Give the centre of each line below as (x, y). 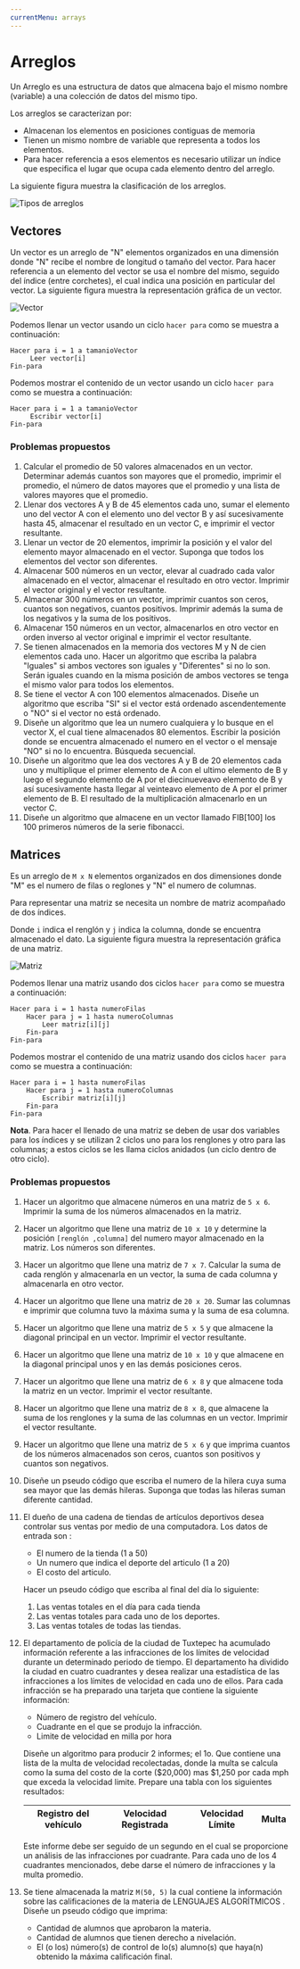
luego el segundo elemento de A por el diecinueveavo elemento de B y (153, 779)
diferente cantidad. (57, 1500)
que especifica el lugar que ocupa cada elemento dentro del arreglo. (149, 168)
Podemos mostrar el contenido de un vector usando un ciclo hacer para (142, 383)
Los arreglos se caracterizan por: (71, 113)
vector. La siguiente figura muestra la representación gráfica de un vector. (146, 290)
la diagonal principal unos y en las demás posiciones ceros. (132, 1364)
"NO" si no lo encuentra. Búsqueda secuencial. (109, 751)
